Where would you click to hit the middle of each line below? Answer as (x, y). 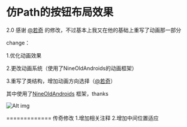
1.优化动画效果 (24, 55)
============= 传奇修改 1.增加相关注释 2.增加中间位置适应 (82, 118)
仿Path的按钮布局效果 (60, 12)
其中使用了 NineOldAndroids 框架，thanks (58, 93)
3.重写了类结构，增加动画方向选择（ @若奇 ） (61, 81)
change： (18, 43)
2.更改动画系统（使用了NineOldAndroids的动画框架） (72, 68)
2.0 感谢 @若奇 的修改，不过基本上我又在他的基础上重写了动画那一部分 (94, 30)
